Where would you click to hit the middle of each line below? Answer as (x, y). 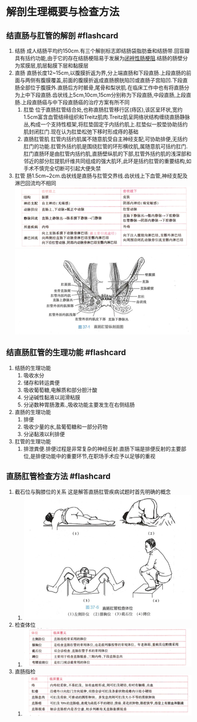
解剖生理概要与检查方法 (63, 12)
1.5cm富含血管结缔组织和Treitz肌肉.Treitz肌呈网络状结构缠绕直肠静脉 (107, 117)
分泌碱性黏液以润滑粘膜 (52, 397)
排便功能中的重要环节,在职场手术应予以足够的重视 (95, 456)
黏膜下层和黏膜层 (68, 66)
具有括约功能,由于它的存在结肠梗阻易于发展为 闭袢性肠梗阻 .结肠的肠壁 (98, 58)
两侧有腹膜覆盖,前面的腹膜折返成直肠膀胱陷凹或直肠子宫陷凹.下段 (104, 80)
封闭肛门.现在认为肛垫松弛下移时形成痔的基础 (84, 132)
